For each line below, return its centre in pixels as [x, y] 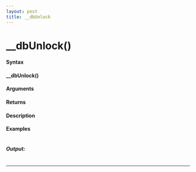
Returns [16, 102]
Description [21, 115]
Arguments [20, 89]
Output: [16, 149]
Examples [18, 129]
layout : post [22, 11]
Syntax [15, 62]
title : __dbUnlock [28, 17]
